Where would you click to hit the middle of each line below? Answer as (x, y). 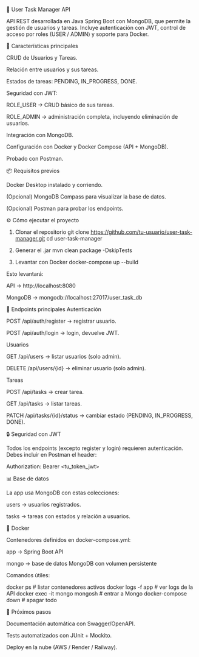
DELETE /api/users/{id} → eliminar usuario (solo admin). (76, 368)
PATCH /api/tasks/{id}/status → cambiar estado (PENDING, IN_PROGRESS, (99, 415)
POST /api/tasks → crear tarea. (45, 392)
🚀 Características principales (42, 46)
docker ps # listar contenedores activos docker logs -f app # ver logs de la (99, 587)
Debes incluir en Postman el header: (52, 455)
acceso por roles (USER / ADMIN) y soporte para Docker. (78, 34)
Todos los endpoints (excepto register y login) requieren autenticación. (95, 448)
